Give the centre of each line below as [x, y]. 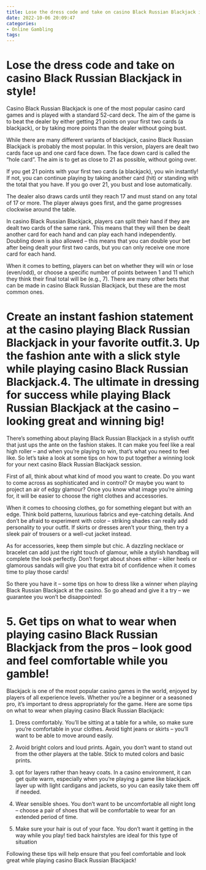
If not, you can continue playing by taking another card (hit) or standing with [102, 178]
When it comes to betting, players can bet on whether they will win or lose [100, 266]
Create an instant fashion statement [100, 317]
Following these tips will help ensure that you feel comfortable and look [96, 853]
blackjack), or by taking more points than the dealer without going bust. [97, 128]
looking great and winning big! [85, 421]
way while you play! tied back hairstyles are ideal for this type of [97, 835]
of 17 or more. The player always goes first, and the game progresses [94, 203]
